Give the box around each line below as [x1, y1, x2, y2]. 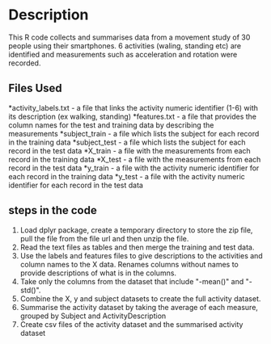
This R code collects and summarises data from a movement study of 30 [8, 32, 251, 42]
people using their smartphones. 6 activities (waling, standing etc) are [8, 40, 241, 50]
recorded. [8, 58, 41, 68]
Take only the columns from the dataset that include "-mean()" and [19, 276, 244, 286]
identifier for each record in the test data [8, 180, 144, 190]
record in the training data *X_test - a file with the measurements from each [8, 154, 261, 164]
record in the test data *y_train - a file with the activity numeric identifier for [8, 163, 260, 173]
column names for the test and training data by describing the [8, 120, 214, 130]
